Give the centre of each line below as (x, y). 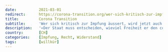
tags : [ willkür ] (32, 42)
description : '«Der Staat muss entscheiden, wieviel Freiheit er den (81, 28)
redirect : (15, 14)
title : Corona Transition (41, 19)
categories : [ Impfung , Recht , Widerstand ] (53, 38)
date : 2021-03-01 (33, 10)
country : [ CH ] (27, 33)
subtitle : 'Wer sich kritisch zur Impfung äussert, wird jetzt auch (84, 24)
